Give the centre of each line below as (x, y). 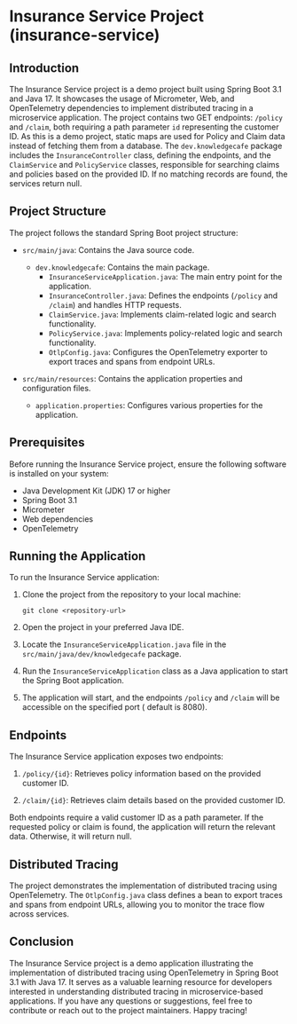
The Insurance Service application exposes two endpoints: (117, 757)
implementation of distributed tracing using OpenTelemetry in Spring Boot (144, 973)
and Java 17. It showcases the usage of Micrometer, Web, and (122, 98)
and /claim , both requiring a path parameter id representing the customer (144, 127)
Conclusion (42, 942)
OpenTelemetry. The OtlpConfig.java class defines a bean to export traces (146, 895)
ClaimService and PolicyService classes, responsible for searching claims (145, 165)
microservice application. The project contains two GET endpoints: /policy (146, 118)
